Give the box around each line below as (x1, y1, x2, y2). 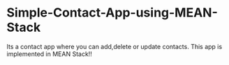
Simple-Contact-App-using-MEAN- (6, 5, 218, 21)
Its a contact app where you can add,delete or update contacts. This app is (6, 42, 223, 50)
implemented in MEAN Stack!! (6, 50, 92, 58)
